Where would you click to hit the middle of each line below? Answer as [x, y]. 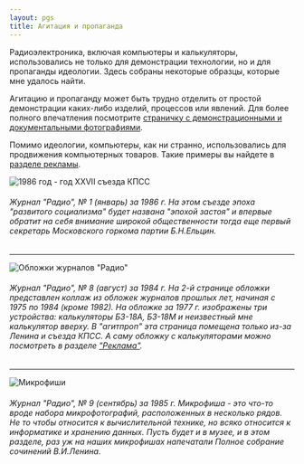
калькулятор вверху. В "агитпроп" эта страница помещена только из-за [151, 327]
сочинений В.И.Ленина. [55, 451]
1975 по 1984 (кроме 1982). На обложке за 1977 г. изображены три [138, 308]
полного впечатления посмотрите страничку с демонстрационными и [146, 118]
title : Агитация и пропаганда [66, 26]
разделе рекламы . [45, 164]
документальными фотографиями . [76, 127]
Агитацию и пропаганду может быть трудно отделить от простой [135, 98]
